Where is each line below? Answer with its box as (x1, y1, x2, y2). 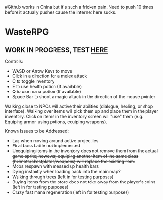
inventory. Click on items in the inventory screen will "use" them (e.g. (5, 114, 144, 119)
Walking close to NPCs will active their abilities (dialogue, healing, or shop (5, 103, 153, 109)
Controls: (5, 58, 23, 64)
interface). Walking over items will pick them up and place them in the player (5, 109, 158, 114)
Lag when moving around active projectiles (12, 138, 99, 143)
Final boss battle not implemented (12, 143, 80, 148)
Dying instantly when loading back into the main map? (12, 169, 121, 174)
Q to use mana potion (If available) (12, 89, 81, 94)
